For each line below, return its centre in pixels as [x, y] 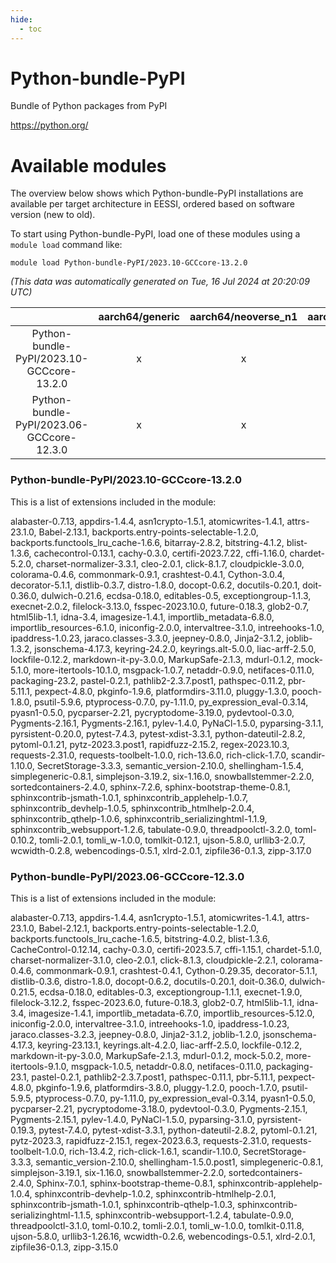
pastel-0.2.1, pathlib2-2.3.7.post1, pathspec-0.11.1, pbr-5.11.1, [153, 1077]
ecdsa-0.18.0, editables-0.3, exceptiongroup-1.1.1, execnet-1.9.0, [171, 992]
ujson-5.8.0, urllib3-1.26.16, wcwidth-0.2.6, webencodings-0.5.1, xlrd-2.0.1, [163, 1236]
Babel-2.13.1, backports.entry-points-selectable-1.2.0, [148, 532]
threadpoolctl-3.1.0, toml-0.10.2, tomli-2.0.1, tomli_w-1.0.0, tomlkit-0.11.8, [157, 1225]
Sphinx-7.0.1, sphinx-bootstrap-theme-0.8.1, [126, 1183]
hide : [21, 19]
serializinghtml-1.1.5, [51, 1215]
